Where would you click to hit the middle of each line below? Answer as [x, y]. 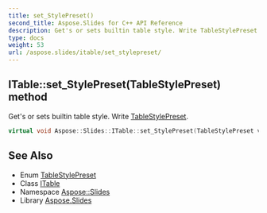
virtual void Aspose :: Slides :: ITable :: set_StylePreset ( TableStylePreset [131, 131]
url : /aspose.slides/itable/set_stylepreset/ [85, 52]
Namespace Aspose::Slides [65, 192]
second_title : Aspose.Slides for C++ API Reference [95, 23]
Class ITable [40, 183]
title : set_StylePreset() [51, 15]
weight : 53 [26, 45]
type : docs [26, 38]
